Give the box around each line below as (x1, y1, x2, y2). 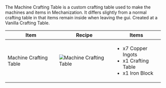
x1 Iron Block (123, 70, 154, 76)
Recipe (76, 32, 93, 39)
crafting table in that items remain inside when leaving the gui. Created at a (5, 15, 158, 20)
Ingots (123, 51, 137, 58)
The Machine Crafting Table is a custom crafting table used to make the (5, 4, 151, 10)
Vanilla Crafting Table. (5, 20, 50, 26)
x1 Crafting (123, 57, 149, 64)
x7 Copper (123, 45, 148, 51)
